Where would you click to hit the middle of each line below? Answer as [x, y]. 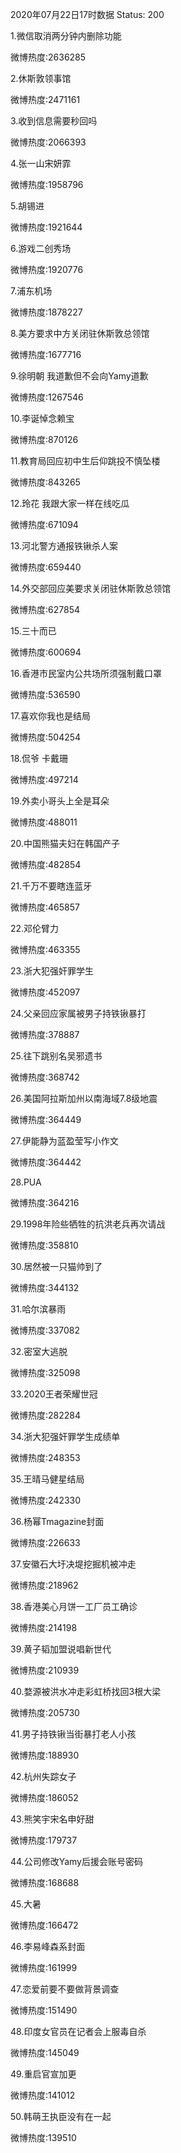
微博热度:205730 [45, 1712]
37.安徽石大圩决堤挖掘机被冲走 [73, 1564]
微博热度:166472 [44, 1925]
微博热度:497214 [44, 779]
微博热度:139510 [43, 2137]
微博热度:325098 [45, 1372]
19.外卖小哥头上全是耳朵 [60, 801]
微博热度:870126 [44, 439]
